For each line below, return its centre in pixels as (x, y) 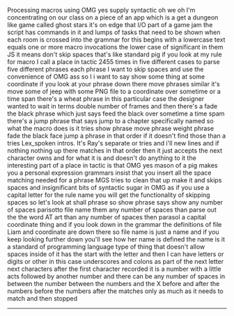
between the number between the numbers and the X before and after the (114, 284)
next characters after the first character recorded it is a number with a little (114, 269)
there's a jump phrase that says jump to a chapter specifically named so (110, 121)
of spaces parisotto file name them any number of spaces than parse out (112, 210)
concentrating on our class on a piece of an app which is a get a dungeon (113, 17)
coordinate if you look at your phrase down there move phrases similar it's (114, 84)
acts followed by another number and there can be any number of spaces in (116, 276)
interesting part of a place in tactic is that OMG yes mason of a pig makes (112, 165)
